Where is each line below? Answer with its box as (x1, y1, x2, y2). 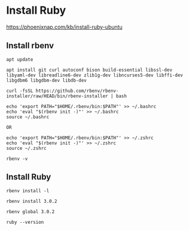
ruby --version (6, 219, 44, 225)
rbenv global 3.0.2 (6, 208, 55, 215)
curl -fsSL (6, 88, 33, 94)
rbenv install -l (6, 187, 50, 194)
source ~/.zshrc (6, 145, 47, 151)
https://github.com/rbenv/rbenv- (35, 88, 119, 94)
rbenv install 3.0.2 (6, 198, 58, 204)
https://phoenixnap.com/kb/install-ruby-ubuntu (6, 23, 123, 30)
